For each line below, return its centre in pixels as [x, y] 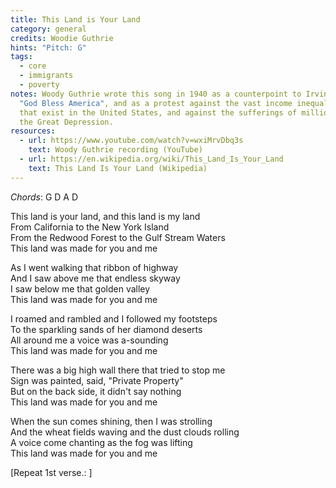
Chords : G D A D [44, 197]
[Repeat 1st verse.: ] [51, 472]
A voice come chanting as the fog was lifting [101, 442]
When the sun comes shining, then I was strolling [111, 421]
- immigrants [46, 76]
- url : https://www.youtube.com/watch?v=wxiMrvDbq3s [131, 141]
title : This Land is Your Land [75, 19]
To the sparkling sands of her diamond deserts [106, 329]
